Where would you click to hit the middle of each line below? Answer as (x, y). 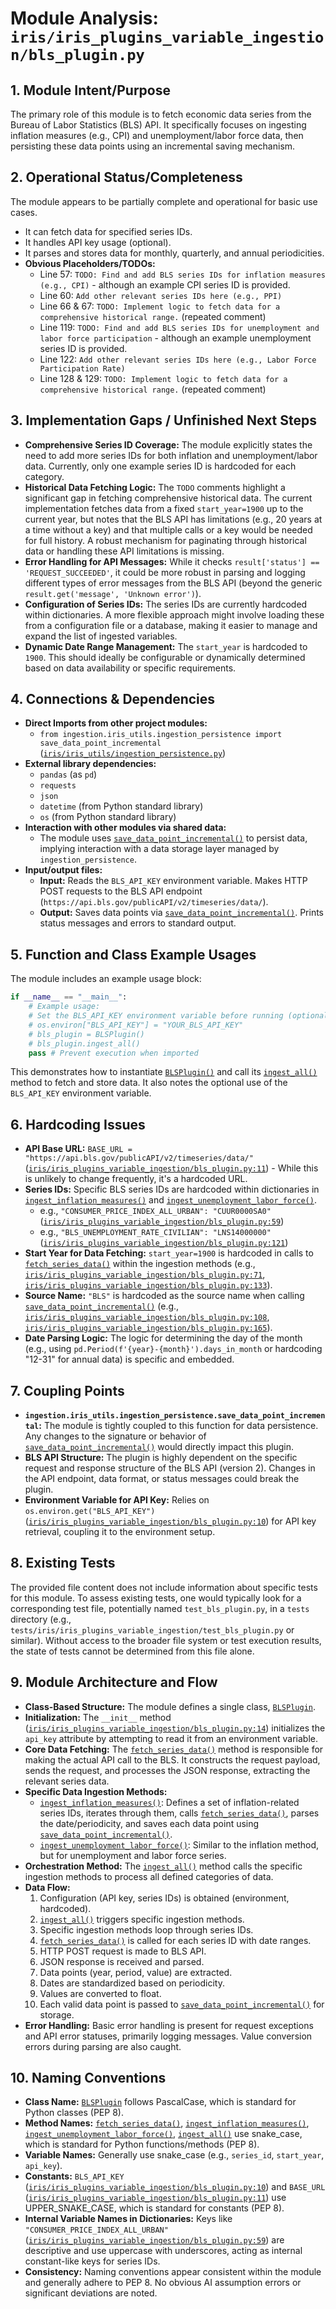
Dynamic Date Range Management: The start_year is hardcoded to (166, 646)
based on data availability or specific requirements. (130, 668)
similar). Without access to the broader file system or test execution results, (166, 1640)
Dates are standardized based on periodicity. (132, 1983)
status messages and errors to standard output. (138, 923)
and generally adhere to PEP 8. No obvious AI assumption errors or (163, 2283)
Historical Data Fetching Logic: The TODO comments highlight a (155, 487)
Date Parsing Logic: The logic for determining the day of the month (163, 1338)
